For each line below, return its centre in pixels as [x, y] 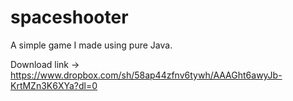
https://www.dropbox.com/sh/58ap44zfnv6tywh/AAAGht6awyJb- [146, 75]
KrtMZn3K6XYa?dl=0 [54, 85]
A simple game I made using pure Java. [91, 45]
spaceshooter [69, 17]
